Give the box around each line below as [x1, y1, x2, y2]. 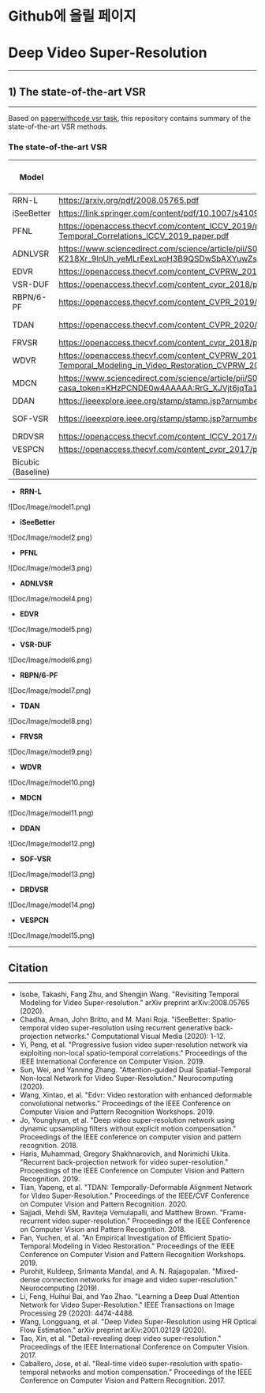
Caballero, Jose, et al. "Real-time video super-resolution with [19, 1359, 218, 1369]
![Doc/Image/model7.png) [8, 686, 91, 695]
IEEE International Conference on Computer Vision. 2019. [19, 1056, 205, 1067]
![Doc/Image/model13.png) [8, 870, 95, 879]
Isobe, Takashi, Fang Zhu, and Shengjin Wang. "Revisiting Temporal [19, 989, 239, 1000]
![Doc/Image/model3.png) [8, 563, 93, 573]
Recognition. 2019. [19, 1174, 80, 1184]
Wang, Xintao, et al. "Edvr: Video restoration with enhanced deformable [19, 1090, 252, 1100]
